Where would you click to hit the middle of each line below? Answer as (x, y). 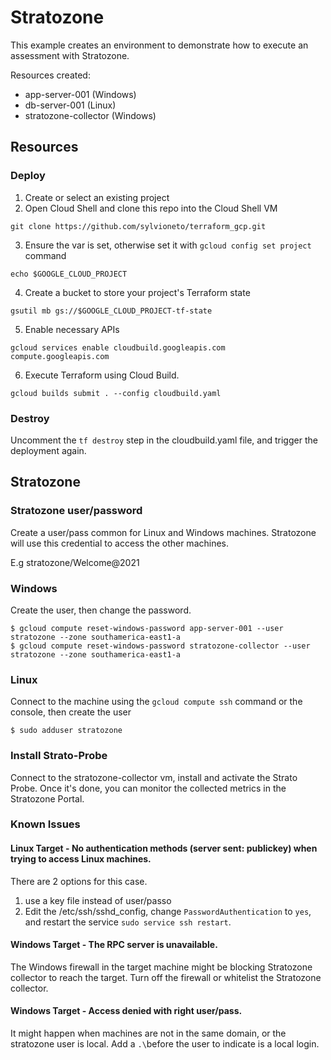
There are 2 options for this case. (79, 881)
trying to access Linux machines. (81, 859)
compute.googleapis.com (60, 356)
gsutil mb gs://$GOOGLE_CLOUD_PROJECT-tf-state (111, 311)
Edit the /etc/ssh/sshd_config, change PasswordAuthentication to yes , (168, 911)
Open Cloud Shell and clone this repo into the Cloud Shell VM (151, 208)
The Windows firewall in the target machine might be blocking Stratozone (161, 967)
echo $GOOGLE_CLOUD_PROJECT (69, 274)
